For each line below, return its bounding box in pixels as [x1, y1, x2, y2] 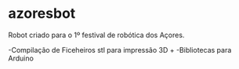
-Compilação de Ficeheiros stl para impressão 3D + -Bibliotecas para [8, 45, 232, 54]
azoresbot [8, 5, 76, 22]
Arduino [8, 53, 34, 63]
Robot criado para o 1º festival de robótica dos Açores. [8, 30, 185, 40]
